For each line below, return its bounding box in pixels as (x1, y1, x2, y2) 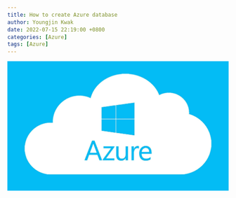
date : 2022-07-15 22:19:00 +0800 (7, 26, 105, 33)
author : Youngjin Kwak (7, 18, 74, 26)
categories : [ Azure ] (7, 34, 68, 41)
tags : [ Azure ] (7, 41, 49, 48)
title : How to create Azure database (7, 11, 118, 18)
